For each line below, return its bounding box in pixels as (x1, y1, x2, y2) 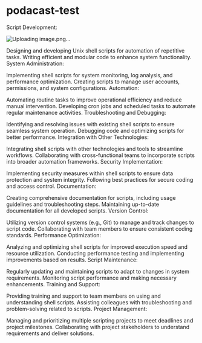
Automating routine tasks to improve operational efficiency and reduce (6, 96, 183, 103)
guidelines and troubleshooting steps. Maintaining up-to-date (6, 200, 159, 208)
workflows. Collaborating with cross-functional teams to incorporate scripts (6, 152, 195, 159)
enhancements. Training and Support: (6, 280, 101, 287)
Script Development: (6, 24, 57, 31)
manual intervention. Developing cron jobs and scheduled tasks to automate (6, 102, 196, 109)
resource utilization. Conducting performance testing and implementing (6, 249, 184, 257)
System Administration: (6, 60, 65, 67)
